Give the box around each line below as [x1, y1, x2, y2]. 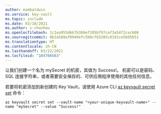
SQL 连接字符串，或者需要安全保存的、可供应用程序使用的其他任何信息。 [5, 74, 155, 79]
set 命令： [5, 90, 26, 96]
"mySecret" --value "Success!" [16, 104, 81, 109]
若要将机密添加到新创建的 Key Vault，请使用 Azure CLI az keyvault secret [5, 84, 156, 90]
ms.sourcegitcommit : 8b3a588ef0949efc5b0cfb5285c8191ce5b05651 [5, 35, 139, 40]
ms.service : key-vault [5, 12, 52, 17]
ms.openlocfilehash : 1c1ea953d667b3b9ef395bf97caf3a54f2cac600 [5, 30, 139, 35]
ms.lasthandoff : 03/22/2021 [5, 48, 64, 53]
